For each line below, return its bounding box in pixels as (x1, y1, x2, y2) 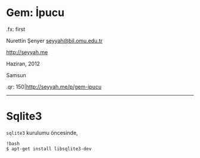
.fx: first (6, 26, 26, 33)
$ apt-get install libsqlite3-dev (6, 146, 92, 151)
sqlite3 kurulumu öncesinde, (6, 129, 79, 136)
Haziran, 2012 (6, 60, 40, 67)
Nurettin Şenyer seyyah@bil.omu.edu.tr (6, 37, 103, 44)
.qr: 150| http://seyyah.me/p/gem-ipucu (6, 83, 102, 90)
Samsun (6, 71, 27, 78)
